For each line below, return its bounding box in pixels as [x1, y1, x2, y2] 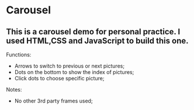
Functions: [6, 51, 32, 58]
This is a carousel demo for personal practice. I [6, 27, 181, 37]
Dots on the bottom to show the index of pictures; [14, 69, 134, 76]
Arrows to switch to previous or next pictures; [14, 62, 124, 69]
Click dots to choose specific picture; [14, 75, 105, 81]
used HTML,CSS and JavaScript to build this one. [6, 36, 189, 45]
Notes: [6, 86, 22, 93]
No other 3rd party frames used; [14, 97, 93, 104]
